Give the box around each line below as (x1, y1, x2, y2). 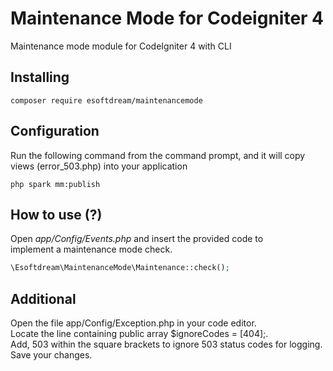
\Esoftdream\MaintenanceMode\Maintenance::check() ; (10, 263, 230, 273)
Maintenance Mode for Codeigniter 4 (10, 7, 325, 30)
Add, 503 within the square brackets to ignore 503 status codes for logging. (10, 338, 323, 351)
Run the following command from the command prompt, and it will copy (10, 149, 306, 161)
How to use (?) (10, 206, 103, 223)
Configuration (10, 123, 100, 140)
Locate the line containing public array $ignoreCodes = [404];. (10, 328, 269, 340)
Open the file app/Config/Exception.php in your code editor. (10, 317, 257, 329)
